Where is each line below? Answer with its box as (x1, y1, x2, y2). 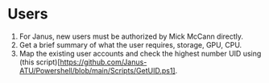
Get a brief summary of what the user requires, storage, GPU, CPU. (19, 39, 242, 49)
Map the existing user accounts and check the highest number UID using (19, 48, 262, 58)
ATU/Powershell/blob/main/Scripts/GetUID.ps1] (19, 65, 176, 75)
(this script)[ (19, 57, 61, 67)
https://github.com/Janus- (60, 57, 147, 67)
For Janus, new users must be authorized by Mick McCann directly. (19, 31, 243, 41)
